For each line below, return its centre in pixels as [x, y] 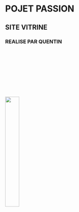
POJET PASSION [40, 9]
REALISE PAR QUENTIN [34, 42]
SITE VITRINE [26, 27]
